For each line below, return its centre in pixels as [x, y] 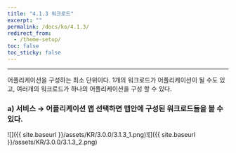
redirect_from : [29, 33]
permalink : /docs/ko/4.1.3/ [48, 27]
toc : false [23, 46]
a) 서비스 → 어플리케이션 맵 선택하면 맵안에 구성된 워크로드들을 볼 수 [115, 108]
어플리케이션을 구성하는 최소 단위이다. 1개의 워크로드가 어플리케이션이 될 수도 [113, 80]
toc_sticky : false [34, 53]
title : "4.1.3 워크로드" [41, 14]
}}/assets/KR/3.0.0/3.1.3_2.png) [52, 142]
